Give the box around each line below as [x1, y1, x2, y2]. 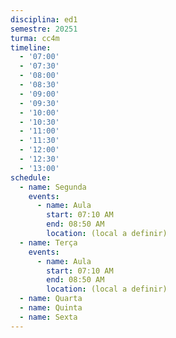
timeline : [10, 42, 52, 53]
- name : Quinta [19, 303, 83, 313]
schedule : [10, 172, 52, 183]
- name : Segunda [19, 182, 87, 192]
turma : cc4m [10, 33, 60, 43]
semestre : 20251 [10, 24, 78, 34]
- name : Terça [19, 237, 78, 248]
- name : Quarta [19, 294, 83, 304]
